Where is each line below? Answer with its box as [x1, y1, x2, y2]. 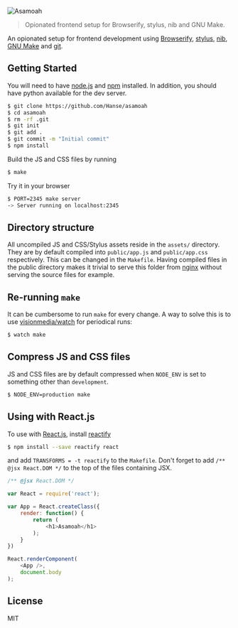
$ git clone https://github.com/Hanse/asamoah [7, 102, 148, 109]
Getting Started [7, 63, 77, 75]
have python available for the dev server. [7, 89, 127, 97]
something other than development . [7, 377, 109, 386]
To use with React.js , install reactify [7, 430, 112, 438]
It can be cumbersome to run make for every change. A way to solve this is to [7, 310, 231, 319]
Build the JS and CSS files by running [7, 155, 117, 163]
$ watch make [7, 331, 46, 339]
